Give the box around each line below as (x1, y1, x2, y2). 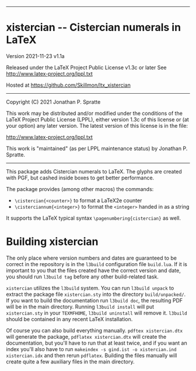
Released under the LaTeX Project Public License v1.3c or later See (6, 64, 167, 71)
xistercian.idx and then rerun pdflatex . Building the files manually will (6, 352, 177, 359)
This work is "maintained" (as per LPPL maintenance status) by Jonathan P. (6, 145, 188, 152)
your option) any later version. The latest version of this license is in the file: (6, 122, 188, 129)
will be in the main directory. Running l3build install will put (6, 303, 155, 310)
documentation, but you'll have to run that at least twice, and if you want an (6, 339, 188, 346)
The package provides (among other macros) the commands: (6, 185, 154, 192)
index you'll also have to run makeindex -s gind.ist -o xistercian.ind (6, 345, 177, 352)
